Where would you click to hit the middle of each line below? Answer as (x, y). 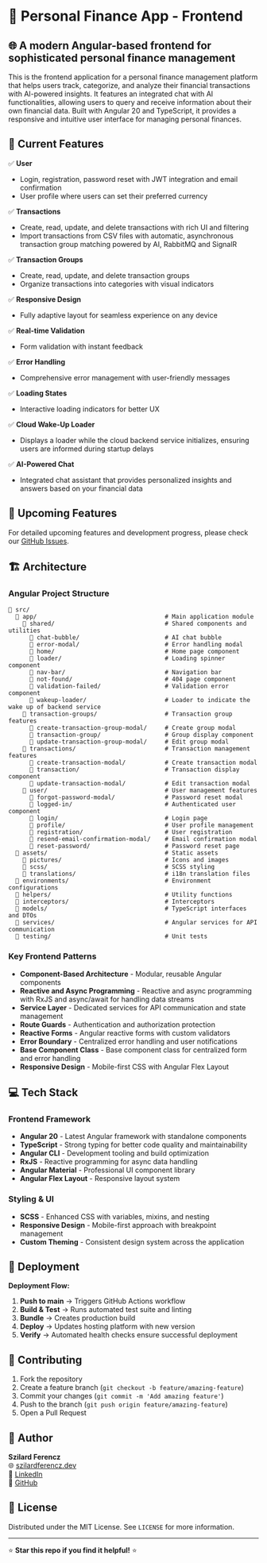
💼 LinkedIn (25, 1474)
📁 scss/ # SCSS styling (119, 867)
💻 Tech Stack (43, 1092)
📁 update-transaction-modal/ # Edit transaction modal (139, 784)
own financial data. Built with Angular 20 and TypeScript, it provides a (122, 111)
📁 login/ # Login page (118, 818)
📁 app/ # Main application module (135, 617)
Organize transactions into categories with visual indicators (117, 284)
